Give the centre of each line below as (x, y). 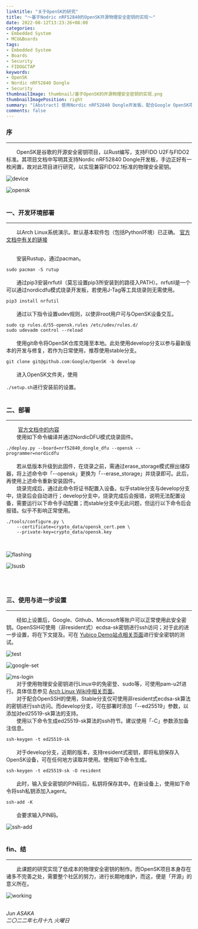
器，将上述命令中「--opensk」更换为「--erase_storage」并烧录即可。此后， (99, 474)
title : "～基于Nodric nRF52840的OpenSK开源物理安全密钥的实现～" (81, 17)
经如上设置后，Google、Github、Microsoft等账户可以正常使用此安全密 (102, 620)
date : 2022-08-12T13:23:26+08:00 (47, 22)
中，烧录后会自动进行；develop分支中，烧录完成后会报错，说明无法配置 (93, 496)
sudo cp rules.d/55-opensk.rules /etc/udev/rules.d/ (72, 325)
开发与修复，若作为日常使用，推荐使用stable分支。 (78, 350)
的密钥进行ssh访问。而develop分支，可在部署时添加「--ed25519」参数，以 (97, 706)
